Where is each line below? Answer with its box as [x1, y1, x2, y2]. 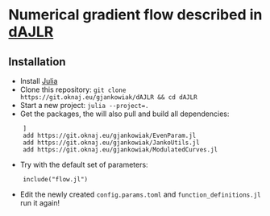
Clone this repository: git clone [19, 85, 127, 94]
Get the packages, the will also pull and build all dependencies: [19, 109, 230, 118]
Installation [8, 55, 66, 69]
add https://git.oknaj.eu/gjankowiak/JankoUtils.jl [23, 139, 200, 147]
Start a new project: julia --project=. [19, 101, 149, 110]
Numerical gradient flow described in [8, 6, 263, 24]
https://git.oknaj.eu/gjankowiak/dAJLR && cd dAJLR [19, 93, 197, 102]
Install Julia [19, 77, 58, 85]
